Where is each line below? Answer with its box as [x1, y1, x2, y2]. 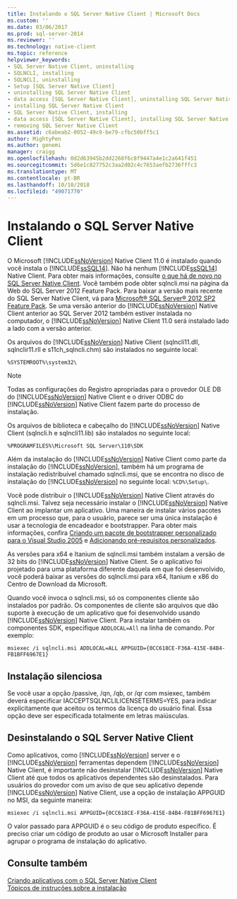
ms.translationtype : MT [7, 168, 78, 175]
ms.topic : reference [7, 50, 68, 57]
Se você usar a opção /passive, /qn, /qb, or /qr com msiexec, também [7, 689, 210, 697]
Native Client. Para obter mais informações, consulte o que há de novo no [7, 271, 222, 280]
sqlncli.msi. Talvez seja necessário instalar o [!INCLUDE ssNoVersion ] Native [7, 499, 229, 507]
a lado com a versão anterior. [7, 324, 92, 333]
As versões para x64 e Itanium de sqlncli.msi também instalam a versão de [7, 550, 225, 558]
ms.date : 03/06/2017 [7, 23, 68, 30]
